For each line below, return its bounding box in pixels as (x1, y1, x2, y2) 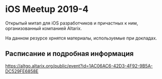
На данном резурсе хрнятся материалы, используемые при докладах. (5, 35, 157, 41)
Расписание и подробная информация (5, 49, 134, 58)
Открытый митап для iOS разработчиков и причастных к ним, (5, 20, 138, 26)
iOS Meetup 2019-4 (5, 3, 89, 15)
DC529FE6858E (5, 68, 39, 74)
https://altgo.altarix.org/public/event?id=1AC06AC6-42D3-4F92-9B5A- (5, 62, 153, 68)
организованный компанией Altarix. (5, 25, 82, 31)
